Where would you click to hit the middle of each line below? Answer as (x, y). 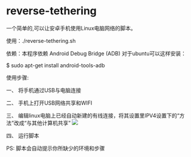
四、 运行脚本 (23, 136)
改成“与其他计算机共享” (42, 123)
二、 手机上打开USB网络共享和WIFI (49, 103)
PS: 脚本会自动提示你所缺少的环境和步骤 (56, 148)
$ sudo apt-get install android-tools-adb (56, 65)
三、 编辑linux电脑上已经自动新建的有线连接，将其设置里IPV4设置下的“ (93, 115)
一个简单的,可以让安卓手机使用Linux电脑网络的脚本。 (71, 28)
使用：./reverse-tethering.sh (41, 40)
